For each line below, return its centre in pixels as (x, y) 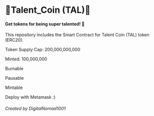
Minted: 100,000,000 (26, 59)
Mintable (14, 87)
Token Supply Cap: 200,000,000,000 (43, 50)
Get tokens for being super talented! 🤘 (45, 24)
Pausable (15, 78)
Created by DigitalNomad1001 (35, 108)
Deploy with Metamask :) (30, 97)
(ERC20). (14, 40)
